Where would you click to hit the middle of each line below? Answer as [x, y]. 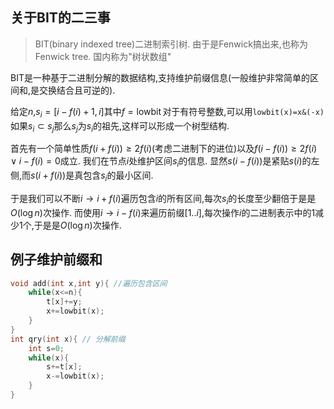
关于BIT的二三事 [60, 18]
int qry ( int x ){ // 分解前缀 [68, 339]
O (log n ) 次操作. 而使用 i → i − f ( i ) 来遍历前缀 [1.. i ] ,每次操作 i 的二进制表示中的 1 [163, 212]
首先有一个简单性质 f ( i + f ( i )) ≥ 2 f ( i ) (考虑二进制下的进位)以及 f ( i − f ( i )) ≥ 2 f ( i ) [164, 149]
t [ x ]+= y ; [64, 302]
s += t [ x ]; [64, 367]
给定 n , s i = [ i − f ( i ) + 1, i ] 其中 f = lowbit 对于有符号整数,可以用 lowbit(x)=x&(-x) [167, 112]
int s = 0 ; [46, 348]
